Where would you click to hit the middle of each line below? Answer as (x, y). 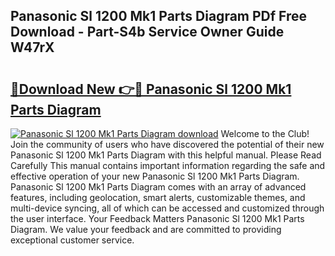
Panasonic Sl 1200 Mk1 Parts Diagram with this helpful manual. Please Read (166, 155)
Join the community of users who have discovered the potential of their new (167, 144)
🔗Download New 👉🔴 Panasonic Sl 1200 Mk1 (151, 89)
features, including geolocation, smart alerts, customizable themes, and (158, 197)
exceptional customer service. (72, 240)
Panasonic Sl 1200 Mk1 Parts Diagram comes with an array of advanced (158, 187)
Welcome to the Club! (265, 133)
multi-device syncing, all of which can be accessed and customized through (167, 208)
